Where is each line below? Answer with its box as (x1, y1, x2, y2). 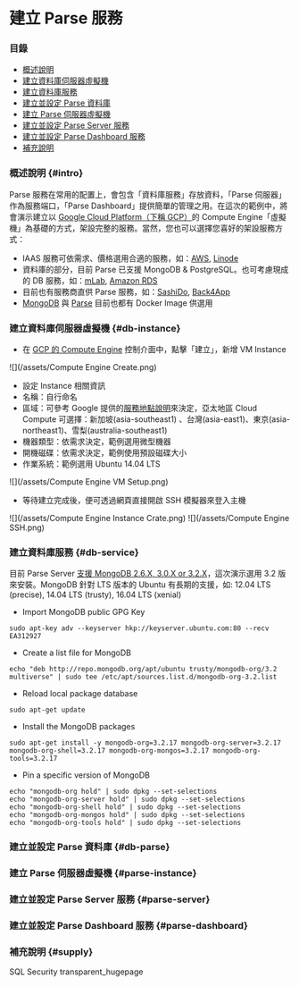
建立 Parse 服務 (9, 8, 123, 29)
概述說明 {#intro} (9, 167, 84, 180)
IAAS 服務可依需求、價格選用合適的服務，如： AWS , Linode (21, 252, 239, 264)
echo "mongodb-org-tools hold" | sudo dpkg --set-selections (9, 819, 242, 828)
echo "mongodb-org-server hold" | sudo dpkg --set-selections (9, 795, 245, 805)
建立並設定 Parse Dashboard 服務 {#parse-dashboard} (9, 920, 248, 932)
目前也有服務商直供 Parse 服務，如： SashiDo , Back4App (21, 286, 230, 297)
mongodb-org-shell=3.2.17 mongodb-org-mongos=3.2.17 (9, 746, 210, 755)
